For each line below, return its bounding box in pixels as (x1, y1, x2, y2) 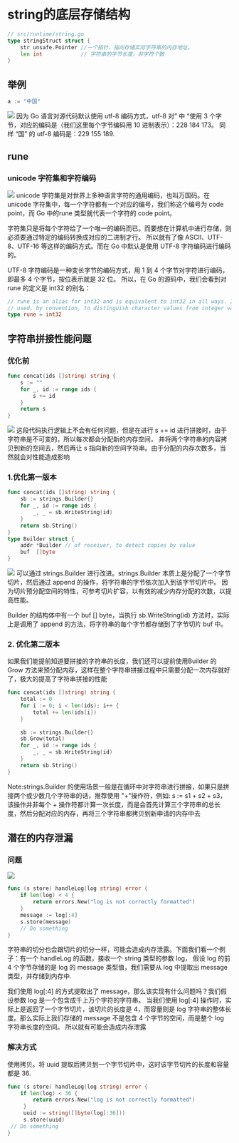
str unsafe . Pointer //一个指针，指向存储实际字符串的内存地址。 (20, 43, 193, 51)
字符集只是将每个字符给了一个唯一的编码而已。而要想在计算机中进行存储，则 (7, 224, 232, 232)
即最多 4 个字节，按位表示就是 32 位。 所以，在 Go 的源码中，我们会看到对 (7, 275, 227, 283)
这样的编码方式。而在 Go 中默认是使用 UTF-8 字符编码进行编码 (47, 242, 231, 250)
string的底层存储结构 (7, 6, 131, 23)
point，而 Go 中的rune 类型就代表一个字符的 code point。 (7, 208, 176, 217)
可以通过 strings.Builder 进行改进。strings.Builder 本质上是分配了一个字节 (16, 569, 231, 578)
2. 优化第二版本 (7, 639, 60, 649)
